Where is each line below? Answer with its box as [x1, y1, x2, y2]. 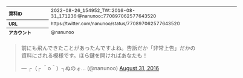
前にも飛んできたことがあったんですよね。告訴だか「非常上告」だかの [21, 44, 196, 52]
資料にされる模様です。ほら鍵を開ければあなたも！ [21, 52, 148, 59]
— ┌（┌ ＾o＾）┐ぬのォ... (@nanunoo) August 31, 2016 [21, 65, 160, 71]
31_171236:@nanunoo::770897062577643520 [50, 13, 157, 19]
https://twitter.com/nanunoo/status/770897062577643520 [50, 20, 180, 27]
